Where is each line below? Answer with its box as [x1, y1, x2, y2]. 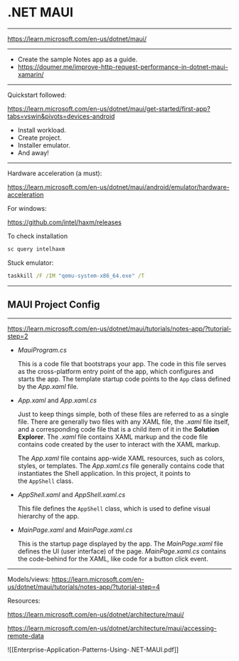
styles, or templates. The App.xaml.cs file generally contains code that [17, 461, 225, 470]
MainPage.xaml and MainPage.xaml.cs [17, 525, 133, 534]
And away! [17, 148, 50, 157]
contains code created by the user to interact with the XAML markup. [17, 439, 221, 449]
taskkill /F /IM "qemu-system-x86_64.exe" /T [7, 272, 144, 279]
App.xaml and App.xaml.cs [17, 396, 97, 405]
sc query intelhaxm [7, 245, 65, 253]
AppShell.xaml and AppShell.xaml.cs [17, 490, 126, 499]
